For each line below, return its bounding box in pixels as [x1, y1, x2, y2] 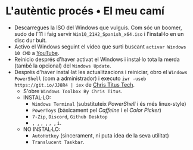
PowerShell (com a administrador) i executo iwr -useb [14, 75, 147, 82]
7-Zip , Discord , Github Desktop [32, 112, 108, 120]
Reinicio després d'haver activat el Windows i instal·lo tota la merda [14, 56, 180, 63]
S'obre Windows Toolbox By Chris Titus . [23, 87, 123, 94]
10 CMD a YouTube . [14, 49, 60, 56]
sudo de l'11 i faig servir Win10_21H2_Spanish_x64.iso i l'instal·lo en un [14, 30, 184, 37]
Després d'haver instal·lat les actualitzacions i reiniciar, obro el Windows [14, 68, 188, 75]
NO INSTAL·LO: [23, 125, 61, 133]
